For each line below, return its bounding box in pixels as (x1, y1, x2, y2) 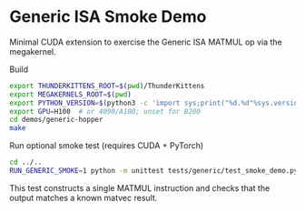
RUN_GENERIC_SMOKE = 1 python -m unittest (9, 167, 165, 176)
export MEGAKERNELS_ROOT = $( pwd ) (9, 89, 132, 99)
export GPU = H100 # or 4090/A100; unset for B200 (9, 106, 202, 116)
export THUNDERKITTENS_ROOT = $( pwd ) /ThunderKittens (9, 81, 205, 90)
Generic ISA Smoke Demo (9, 6, 207, 27)
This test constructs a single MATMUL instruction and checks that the (9, 182, 271, 193)
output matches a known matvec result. (9, 192, 158, 203)
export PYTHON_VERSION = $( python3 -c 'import (9, 98, 181, 107)
